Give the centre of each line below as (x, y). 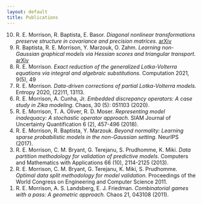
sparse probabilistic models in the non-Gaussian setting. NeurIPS (97, 137)
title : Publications (33, 17)
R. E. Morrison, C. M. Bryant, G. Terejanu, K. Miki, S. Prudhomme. (96, 168)
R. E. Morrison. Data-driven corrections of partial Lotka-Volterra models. (106, 85)
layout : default (27, 12)
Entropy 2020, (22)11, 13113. (50, 92)
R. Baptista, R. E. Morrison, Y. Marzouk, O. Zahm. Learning (88, 47)
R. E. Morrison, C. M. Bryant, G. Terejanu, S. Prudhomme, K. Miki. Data (103, 150)
